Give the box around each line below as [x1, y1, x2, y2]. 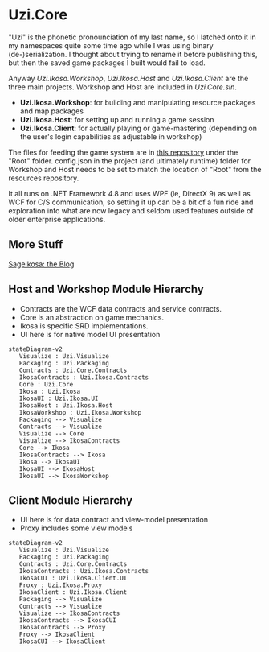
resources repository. [8, 173, 79, 183]
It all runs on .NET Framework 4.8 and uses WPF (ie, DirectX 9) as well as [8, 188, 251, 198]
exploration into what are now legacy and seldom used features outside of [8, 205, 254, 215]
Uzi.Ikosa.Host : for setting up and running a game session [19, 114, 214, 124]
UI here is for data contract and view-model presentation [19, 515, 209, 525]
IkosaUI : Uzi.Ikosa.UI [18, 394, 99, 402]
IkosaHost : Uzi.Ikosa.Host [18, 401, 113, 410]
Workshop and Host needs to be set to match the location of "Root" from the [8, 164, 262, 174]
